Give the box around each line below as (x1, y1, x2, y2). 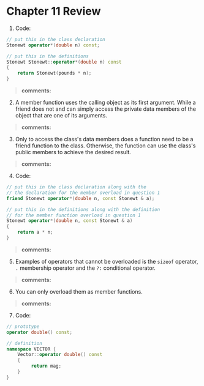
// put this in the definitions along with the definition (6, 206, 161, 212)
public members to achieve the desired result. (15, 149, 132, 156)
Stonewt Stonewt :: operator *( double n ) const (6, 59, 122, 65)
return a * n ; (17, 229, 53, 236)
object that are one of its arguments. (15, 112, 107, 119)
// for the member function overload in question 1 (6, 212, 141, 218)
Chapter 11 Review (6, 4, 101, 18)
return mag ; (31, 363, 62, 369)
